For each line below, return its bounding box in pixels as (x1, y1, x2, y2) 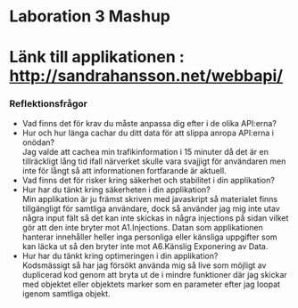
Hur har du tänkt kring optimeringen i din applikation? (21, 250, 219, 261)
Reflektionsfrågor (9, 98, 87, 110)
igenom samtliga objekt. (21, 288, 111, 299)
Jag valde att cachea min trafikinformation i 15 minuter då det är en (21, 146, 269, 157)
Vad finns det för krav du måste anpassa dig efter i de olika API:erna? (21, 118, 277, 128)
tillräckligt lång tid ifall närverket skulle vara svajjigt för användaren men (21, 156, 286, 166)
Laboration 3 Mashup (9, 6, 171, 27)
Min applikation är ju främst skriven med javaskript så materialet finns (21, 193, 278, 204)
